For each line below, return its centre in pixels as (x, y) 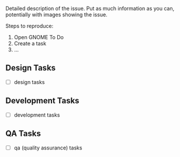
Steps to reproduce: (30, 26)
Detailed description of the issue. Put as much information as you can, (90, 8)
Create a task (30, 43)
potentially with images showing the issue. (56, 15)
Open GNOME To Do (39, 37)
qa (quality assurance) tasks (48, 148)
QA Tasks (23, 134)
